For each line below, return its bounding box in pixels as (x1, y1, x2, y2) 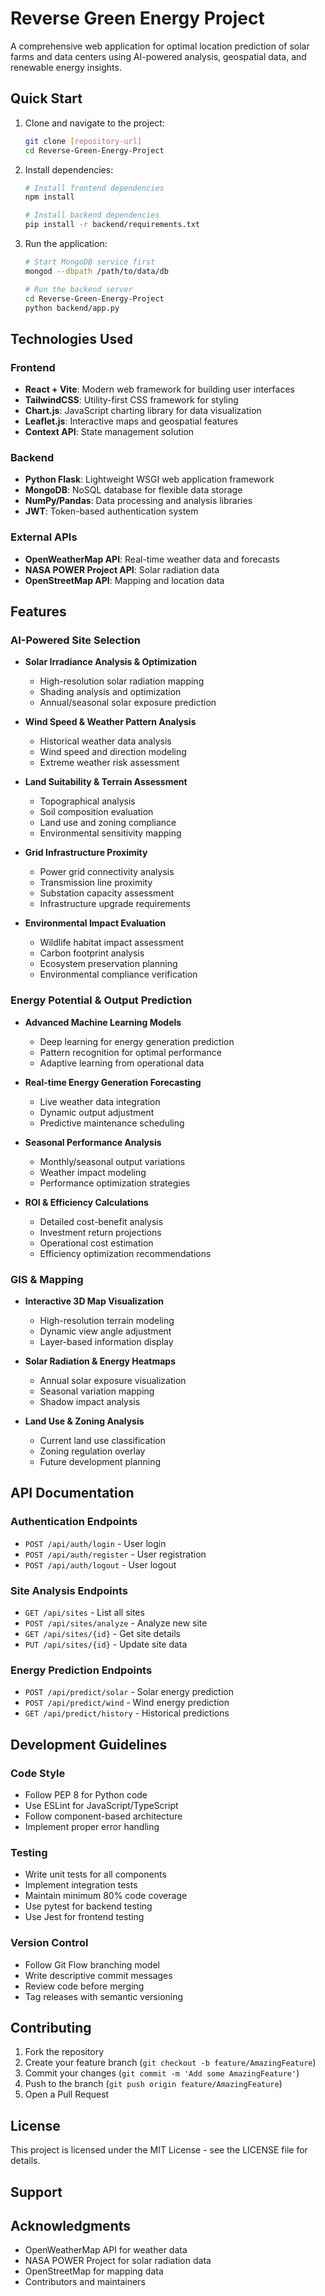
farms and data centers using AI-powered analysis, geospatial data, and (10, 50, 307, 62)
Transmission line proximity (39, 877, 153, 889)
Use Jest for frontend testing (24, 1911, 145, 1923)
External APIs (10, 530, 78, 544)
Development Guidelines (10, 1736, 168, 1753)
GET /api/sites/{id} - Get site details (24, 1627, 182, 1639)
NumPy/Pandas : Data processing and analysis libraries (24, 495, 253, 507)
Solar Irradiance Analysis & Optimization (24, 656, 197, 668)
